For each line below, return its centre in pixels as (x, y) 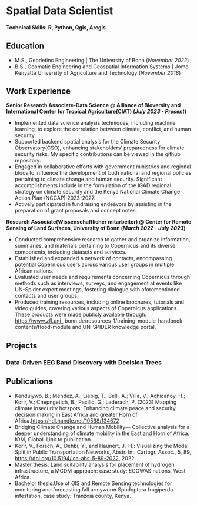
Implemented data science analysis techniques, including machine (95, 123)
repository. (28, 161)
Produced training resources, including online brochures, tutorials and (99, 302)
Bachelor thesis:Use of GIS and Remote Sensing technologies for (93, 483)
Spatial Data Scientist (60, 11)
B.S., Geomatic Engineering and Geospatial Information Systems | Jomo (102, 67)
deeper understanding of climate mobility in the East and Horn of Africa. (102, 433)
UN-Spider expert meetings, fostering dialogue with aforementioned (97, 290)
